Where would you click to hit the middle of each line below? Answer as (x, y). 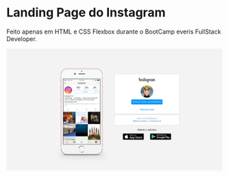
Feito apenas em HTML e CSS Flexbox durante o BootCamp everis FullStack (114, 32)
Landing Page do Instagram (86, 13)
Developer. (22, 38)
